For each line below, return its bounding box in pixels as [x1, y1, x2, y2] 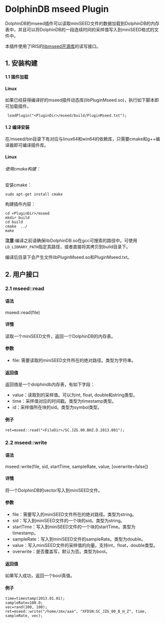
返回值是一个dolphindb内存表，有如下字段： [5, 381, 95, 387]
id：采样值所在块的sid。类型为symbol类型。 [12, 404, 102, 411]
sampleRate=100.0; [5, 600, 43, 606]
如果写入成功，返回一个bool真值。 [5, 573, 75, 579]
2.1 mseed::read [5, 285, 44, 292]
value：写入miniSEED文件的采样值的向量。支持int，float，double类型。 [12, 542, 158, 548]
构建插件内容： [5, 201, 36, 207]
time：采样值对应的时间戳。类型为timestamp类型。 [12, 398, 117, 404]
